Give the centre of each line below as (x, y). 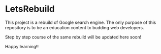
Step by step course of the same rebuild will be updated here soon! (73, 37)
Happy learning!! (22, 46)
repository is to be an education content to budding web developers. (75, 27)
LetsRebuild (30, 9)
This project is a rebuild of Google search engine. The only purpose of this (80, 22)
